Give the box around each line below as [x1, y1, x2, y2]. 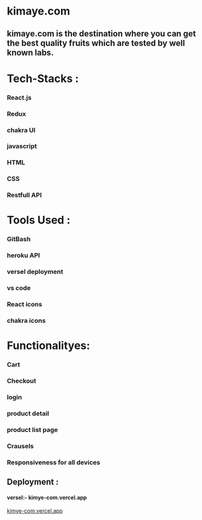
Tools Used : [7, 214, 71, 227]
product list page [7, 425, 58, 434]
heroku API [7, 251, 41, 260]
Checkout [7, 376, 36, 385]
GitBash [7, 235, 31, 243]
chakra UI [7, 126, 36, 134]
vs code [7, 284, 31, 292]
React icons [7, 300, 42, 309]
